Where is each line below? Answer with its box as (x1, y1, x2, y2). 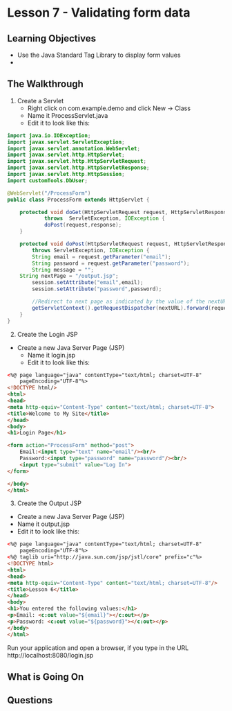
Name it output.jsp (17, 520, 70, 528)
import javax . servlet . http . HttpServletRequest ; (7, 158, 147, 165)
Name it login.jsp (27, 351, 76, 359)
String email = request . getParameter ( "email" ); (32, 253, 171, 261)
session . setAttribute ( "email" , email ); (32, 279, 144, 286)
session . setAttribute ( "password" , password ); (32, 286, 162, 292)
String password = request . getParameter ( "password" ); (32, 260, 190, 267)
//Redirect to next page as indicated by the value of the (32, 298, 206, 306)
